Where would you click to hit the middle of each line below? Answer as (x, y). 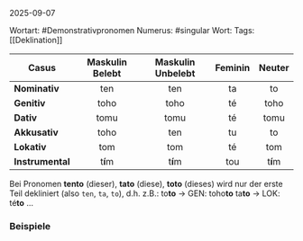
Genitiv (30, 103)
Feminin (233, 68)
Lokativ (30, 147)
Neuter (274, 68)
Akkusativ (36, 132)
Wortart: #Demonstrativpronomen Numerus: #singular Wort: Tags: (132, 30)
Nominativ (37, 89)
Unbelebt (175, 73)
